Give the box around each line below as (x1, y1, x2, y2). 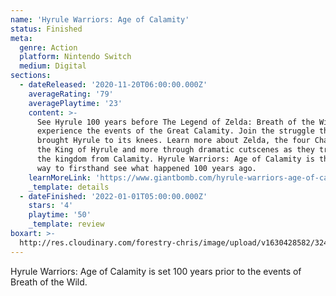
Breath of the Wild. (10, 276, 88, 288)
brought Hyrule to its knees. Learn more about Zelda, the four (36, 136, 311, 146)
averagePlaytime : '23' (28, 98, 123, 108)
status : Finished (10, 24, 83, 34)
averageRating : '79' (28, 89, 114, 99)
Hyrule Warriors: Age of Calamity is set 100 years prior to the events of (10, 265, 302, 277)
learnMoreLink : (28, 172, 92, 183)
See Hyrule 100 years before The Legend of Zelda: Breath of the (36, 117, 315, 127)
